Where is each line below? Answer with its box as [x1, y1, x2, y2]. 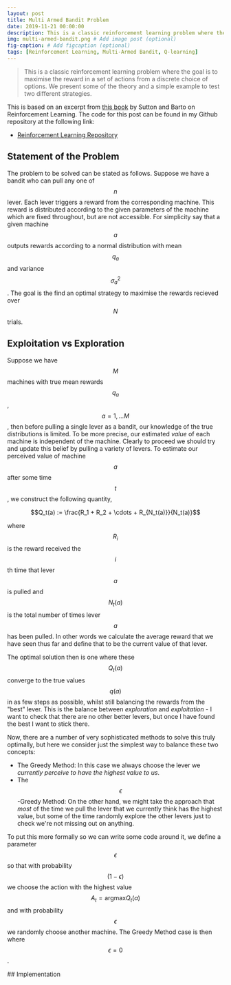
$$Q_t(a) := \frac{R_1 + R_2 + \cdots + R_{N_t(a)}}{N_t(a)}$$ [30, 508, 201, 516]
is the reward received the [7, 545, 81, 553]
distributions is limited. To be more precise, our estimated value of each [7, 429, 210, 438]
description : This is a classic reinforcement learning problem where [7, 29, 214, 37]
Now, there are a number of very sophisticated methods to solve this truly [7, 733, 216, 741]
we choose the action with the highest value [7, 883, 132, 891]
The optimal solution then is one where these [7, 653, 135, 662]
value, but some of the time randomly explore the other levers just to [16, 811, 212, 820]
